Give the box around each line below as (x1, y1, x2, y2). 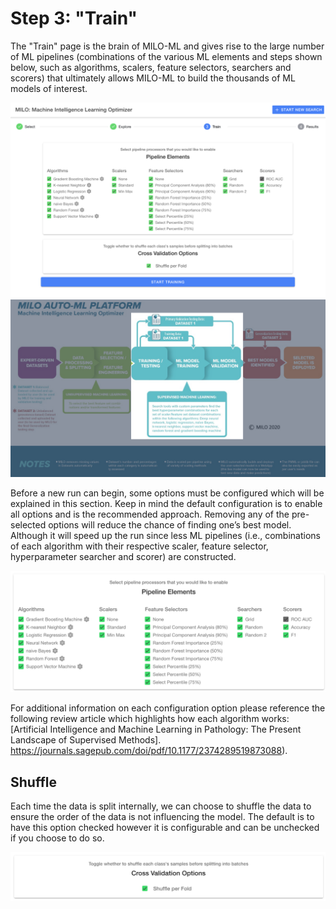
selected (10, 519, 47, 531)
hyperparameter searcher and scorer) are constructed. (10, 551, 237, 563)
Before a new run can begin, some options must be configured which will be (10, 487, 325, 499)
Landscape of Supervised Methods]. (10, 734, 162, 746)
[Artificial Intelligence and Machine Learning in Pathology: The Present (10, 723, 302, 736)
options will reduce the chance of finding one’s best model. (48, 519, 292, 531)
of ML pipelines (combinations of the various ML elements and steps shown (10, 50, 323, 62)
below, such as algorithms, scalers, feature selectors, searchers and (10, 61, 292, 73)
